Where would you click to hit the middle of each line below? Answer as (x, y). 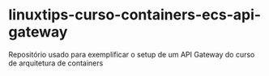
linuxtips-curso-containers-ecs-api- (135, 15)
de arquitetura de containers (56, 63)
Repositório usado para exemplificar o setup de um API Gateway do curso (132, 54)
